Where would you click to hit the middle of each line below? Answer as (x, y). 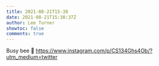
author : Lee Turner (31, 23)
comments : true (25, 34)
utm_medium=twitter (32, 57)
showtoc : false (25, 28)
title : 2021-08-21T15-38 (37, 12)
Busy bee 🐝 (20, 51)
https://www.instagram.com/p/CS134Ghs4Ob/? (94, 51)
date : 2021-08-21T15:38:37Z (41, 17)
